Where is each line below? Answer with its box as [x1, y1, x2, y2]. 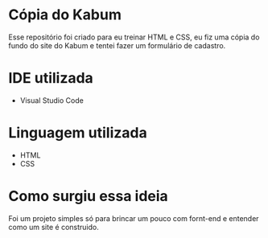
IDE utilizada [8, 69, 94, 88]
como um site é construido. [8, 222, 99, 232]
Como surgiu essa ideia [8, 187, 169, 205]
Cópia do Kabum [8, 6, 122, 24]
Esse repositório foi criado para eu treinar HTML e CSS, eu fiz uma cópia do [8, 32, 260, 42]
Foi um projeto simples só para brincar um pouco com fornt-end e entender [8, 213, 259, 223]
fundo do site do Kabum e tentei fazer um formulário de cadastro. [8, 40, 226, 50]
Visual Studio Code [19, 95, 85, 105]
